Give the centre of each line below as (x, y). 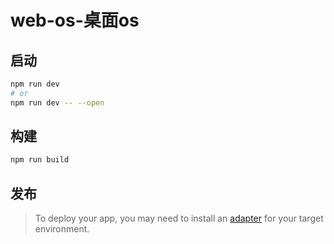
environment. (62, 229)
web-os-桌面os (75, 20)
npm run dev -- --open (57, 102)
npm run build (40, 160)
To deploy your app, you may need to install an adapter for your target (179, 218)
